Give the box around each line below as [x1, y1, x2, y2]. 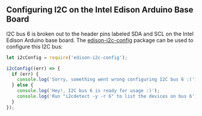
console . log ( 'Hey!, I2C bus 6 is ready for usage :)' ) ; [17, 88, 161, 94]
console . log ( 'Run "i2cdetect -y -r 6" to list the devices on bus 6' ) [17, 93, 198, 100]
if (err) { [11, 71, 39, 77]
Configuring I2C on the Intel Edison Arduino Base [6, 5, 194, 15]
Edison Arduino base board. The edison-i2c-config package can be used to [6, 36, 194, 44]
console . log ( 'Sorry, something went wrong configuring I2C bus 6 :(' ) [17, 76, 198, 83]
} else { [11, 82, 34, 88]
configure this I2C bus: [6, 43, 63, 50]
